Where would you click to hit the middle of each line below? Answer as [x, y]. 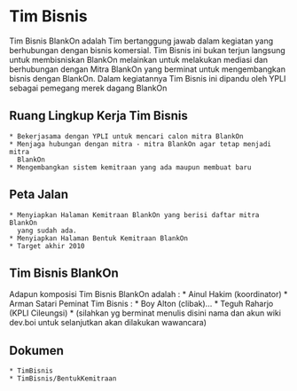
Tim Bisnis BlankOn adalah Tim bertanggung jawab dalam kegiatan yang [141, 41]
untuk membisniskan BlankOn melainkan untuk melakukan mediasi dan [139, 59]
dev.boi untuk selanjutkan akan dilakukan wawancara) [108, 323]
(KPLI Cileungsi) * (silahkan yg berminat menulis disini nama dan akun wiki [145, 313]
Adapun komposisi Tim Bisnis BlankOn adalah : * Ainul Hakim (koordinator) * [148, 294]
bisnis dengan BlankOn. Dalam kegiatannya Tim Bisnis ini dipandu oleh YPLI [148, 78]
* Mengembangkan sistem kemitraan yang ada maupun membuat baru [130, 167]
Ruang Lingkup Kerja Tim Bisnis [98, 116]
